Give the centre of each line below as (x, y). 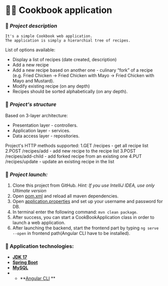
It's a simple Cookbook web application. (49, 36)
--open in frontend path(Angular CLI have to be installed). (71, 233)
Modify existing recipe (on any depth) (51, 86)
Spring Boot (25, 262)
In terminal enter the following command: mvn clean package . (75, 212)
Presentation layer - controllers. (45, 125)
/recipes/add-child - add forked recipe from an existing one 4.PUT (73, 156)
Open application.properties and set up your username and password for (87, 201)
